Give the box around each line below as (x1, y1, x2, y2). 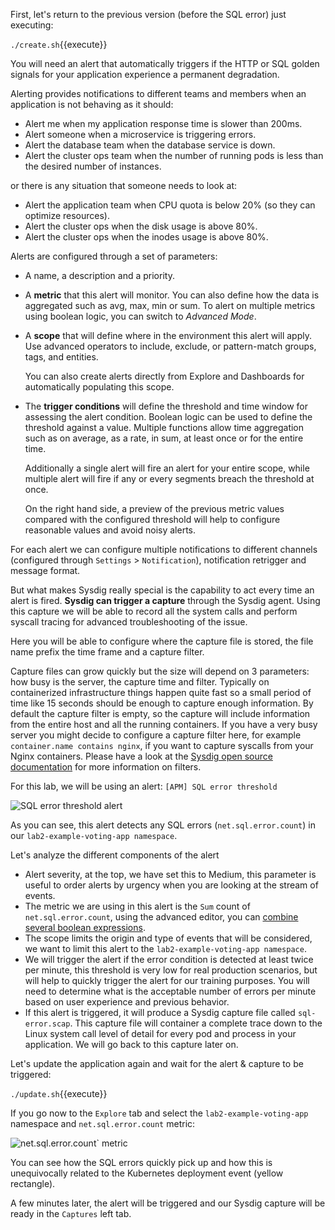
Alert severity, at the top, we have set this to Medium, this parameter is (24, 869, 317, 880)
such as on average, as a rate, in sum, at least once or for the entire (24, 432, 304, 444)
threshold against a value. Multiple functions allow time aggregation (24, 422, 305, 433)
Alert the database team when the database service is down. (24, 139, 276, 151)
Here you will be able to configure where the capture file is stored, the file (10, 635, 314, 647)
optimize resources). (24, 210, 111, 221)
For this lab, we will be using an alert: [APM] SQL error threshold (10, 780, 278, 792)
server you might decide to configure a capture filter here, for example (10, 729, 302, 741)
